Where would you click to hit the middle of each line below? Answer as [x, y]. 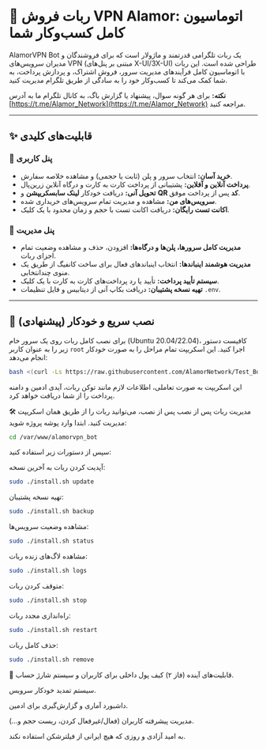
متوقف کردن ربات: [37, 585]
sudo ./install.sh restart [53, 630]
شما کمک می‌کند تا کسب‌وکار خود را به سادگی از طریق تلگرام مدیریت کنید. [118, 80]
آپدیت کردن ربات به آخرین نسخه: [57, 467]
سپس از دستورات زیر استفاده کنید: [60, 452]
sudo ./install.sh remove [51, 660]
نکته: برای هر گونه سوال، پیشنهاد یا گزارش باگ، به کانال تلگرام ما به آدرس [118, 95]
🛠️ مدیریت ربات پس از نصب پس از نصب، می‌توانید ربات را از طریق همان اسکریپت [130, 411]
